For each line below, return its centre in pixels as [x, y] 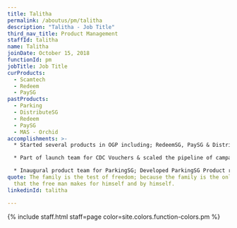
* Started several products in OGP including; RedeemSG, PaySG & [112, 145]
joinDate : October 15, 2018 [49, 54]
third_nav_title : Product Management [63, 34]
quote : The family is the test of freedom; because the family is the [113, 177]
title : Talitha [30, 14]
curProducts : [26, 73]
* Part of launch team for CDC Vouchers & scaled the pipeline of [113, 158]
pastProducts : [28, 100]
